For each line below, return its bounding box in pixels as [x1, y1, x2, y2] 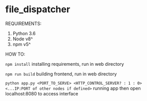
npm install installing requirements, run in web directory [5, 61, 124, 67]
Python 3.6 [12, 30, 36, 36]
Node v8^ [12, 36, 33, 42]
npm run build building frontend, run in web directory [5, 70, 117, 77]
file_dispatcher [5, 4, 70, 15]
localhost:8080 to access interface [5, 90, 79, 96]
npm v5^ [12, 41, 31, 47]
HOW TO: [5, 51, 25, 57]
